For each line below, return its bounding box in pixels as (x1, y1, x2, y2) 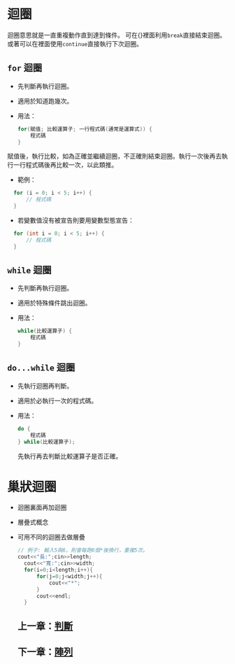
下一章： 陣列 (17, 646, 73, 658)
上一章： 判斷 (17, 620, 73, 632)
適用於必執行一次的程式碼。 (17, 396, 98, 405)
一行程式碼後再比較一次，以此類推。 (13, 161, 117, 169)
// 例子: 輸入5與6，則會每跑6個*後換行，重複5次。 (17, 547, 148, 554)
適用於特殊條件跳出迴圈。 (17, 298, 92, 308)
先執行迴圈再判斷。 (17, 382, 73, 390)
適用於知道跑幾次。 (17, 96, 73, 105)
